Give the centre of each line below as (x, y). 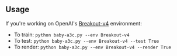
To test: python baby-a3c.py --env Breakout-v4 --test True (86, 40)
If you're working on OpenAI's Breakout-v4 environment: (74, 23)
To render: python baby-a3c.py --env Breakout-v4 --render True (93, 47)
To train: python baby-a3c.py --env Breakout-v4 (72, 35)
